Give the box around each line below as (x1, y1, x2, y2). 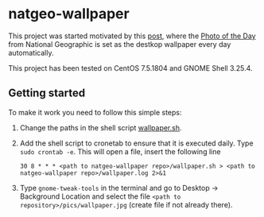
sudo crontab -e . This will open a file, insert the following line (19, 146, 221, 156)
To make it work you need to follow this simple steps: (8, 107, 182, 117)
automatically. (8, 48, 54, 57)
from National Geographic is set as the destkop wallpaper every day (8, 39, 231, 48)
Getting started (8, 87, 86, 100)
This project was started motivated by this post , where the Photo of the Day (8, 31, 256, 41)
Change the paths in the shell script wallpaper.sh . (19, 122, 182, 132)
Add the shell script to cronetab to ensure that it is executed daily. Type (19, 138, 254, 148)
